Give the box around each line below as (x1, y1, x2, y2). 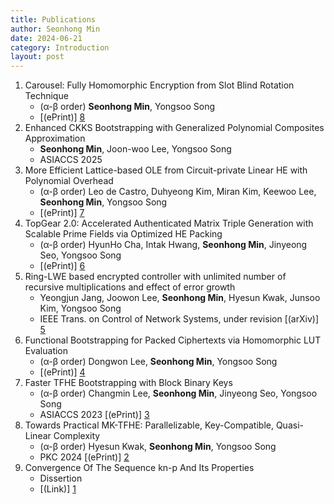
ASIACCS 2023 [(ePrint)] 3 (39, 409, 150, 421)
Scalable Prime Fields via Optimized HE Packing (24, 228, 223, 240)
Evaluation (24, 345, 69, 357)
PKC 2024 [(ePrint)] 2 (39, 451, 130, 463)
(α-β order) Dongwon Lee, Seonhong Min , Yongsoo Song (39, 356, 278, 368)
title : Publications (10, 14, 97, 25)
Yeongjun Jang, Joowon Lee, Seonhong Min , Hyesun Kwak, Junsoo (39, 292, 321, 304)
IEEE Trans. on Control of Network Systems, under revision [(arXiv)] (39, 313, 319, 325)
